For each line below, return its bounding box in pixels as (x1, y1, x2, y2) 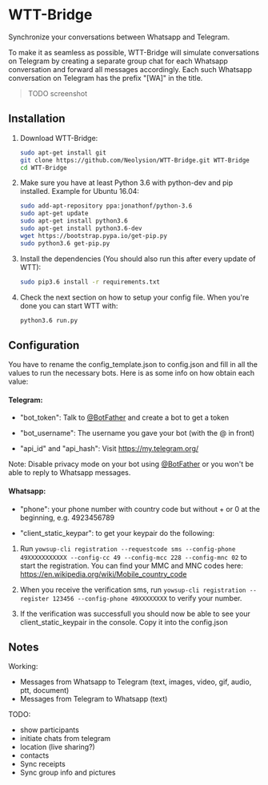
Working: (8, 662, 38, 671)
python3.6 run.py (19, 316, 78, 324)
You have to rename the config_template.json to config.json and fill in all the (8, 360, 258, 369)
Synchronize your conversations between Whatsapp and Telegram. (8, 32, 230, 42)
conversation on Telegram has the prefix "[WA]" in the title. (8, 73, 203, 83)
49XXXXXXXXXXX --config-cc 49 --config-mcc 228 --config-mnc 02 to (19, 552, 248, 562)
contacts (19, 751, 50, 760)
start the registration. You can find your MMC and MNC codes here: (19, 561, 244, 570)
